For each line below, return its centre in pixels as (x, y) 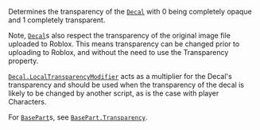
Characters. (27, 102)
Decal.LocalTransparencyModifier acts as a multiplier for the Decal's (120, 76)
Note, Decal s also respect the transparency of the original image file (119, 35)
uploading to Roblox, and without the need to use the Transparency (118, 52)
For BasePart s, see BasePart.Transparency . (78, 117)
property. (23, 61)
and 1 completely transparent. (57, 20)
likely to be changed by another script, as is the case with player (114, 93)
